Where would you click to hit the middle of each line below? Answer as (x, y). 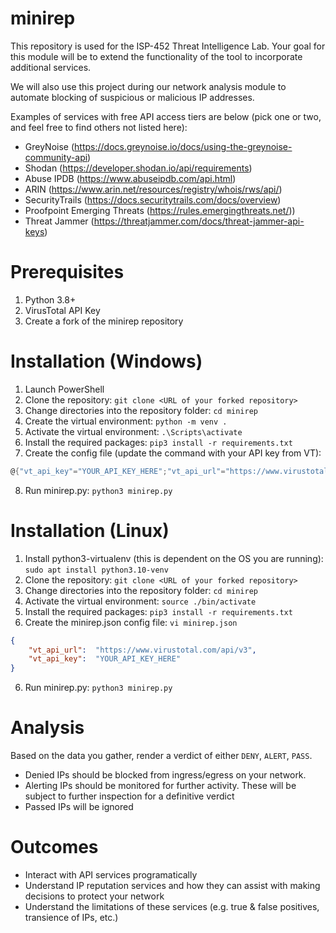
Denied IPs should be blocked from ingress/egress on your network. (165, 775)
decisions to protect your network (94, 896)
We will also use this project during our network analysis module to (148, 86)
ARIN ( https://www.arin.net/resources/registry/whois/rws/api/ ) (153, 189)
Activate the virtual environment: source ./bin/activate (140, 601)
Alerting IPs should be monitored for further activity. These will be (160, 786)
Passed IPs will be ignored (79, 807)
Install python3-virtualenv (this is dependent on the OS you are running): (174, 558)
